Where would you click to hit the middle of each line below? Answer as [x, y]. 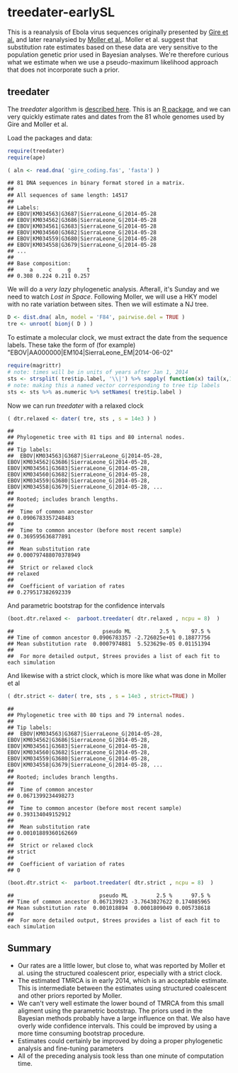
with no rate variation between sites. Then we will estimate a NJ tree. [108, 304]
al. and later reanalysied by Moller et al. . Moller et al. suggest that [103, 39]
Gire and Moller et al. [38, 124]
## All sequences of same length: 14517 [68, 196]
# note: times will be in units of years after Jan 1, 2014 [98, 372]
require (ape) [27, 157]
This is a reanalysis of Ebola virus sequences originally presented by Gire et [118, 32]
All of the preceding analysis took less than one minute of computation [121, 1056]
